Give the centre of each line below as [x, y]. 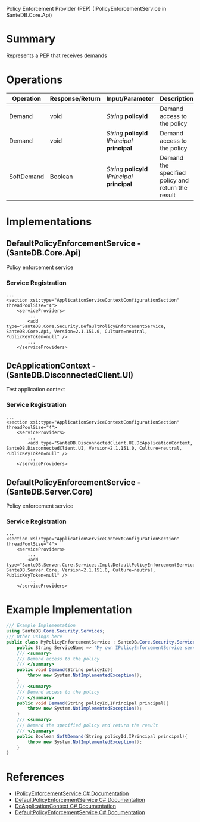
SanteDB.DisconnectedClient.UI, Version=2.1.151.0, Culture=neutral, [94, 449]
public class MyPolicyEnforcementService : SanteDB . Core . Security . [92, 642]
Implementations [49, 222]
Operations [35, 80]
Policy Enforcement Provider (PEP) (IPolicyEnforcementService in [86, 9]
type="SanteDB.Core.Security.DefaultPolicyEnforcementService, [86, 327]
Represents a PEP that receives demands [57, 55]
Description [177, 98]
